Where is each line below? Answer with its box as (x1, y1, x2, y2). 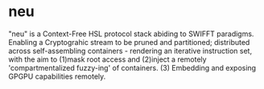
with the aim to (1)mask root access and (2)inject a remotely (8, 55, 207, 64)
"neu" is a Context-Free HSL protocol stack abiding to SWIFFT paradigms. (8, 29, 254, 38)
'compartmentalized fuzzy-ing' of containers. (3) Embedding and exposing (8, 63, 256, 72)
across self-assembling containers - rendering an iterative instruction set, (8, 46, 252, 55)
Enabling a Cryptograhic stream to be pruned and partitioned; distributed (8, 37, 250, 47)
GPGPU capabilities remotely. (8, 71, 106, 81)
